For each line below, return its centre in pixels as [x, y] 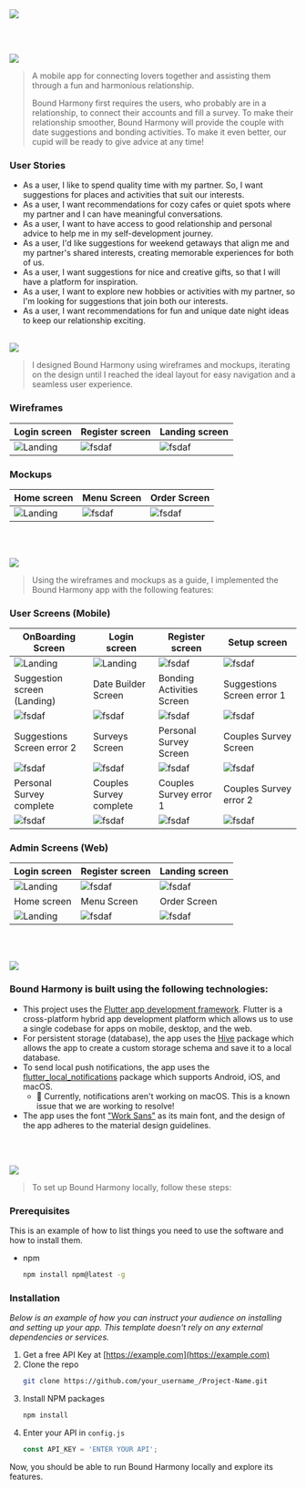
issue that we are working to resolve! [105, 1106]
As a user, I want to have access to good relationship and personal [147, 224]
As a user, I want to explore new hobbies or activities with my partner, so [159, 291]
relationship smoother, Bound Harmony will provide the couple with [158, 122]
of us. [34, 262]
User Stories [38, 165]
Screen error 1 [254, 696]
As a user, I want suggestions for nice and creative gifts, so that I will [151, 272]
